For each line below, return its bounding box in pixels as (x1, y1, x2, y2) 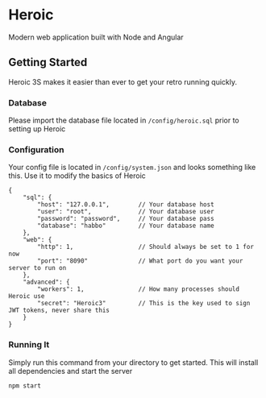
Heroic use (8, 292, 45, 301)
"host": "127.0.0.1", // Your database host (37, 201, 215, 209)
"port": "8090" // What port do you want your (37, 257, 243, 265)
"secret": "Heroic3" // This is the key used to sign (37, 300, 251, 308)
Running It (8, 339, 50, 350)
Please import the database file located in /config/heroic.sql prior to (8, 115, 239, 126)
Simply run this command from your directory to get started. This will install (8, 357, 259, 367)
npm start (8, 381, 42, 390)
